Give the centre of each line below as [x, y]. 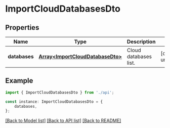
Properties [22, 28]
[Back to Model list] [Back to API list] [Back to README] [63, 121]
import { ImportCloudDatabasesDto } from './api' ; [60, 92]
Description [141, 42]
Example [19, 81]
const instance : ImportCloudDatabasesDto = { [54, 102]
